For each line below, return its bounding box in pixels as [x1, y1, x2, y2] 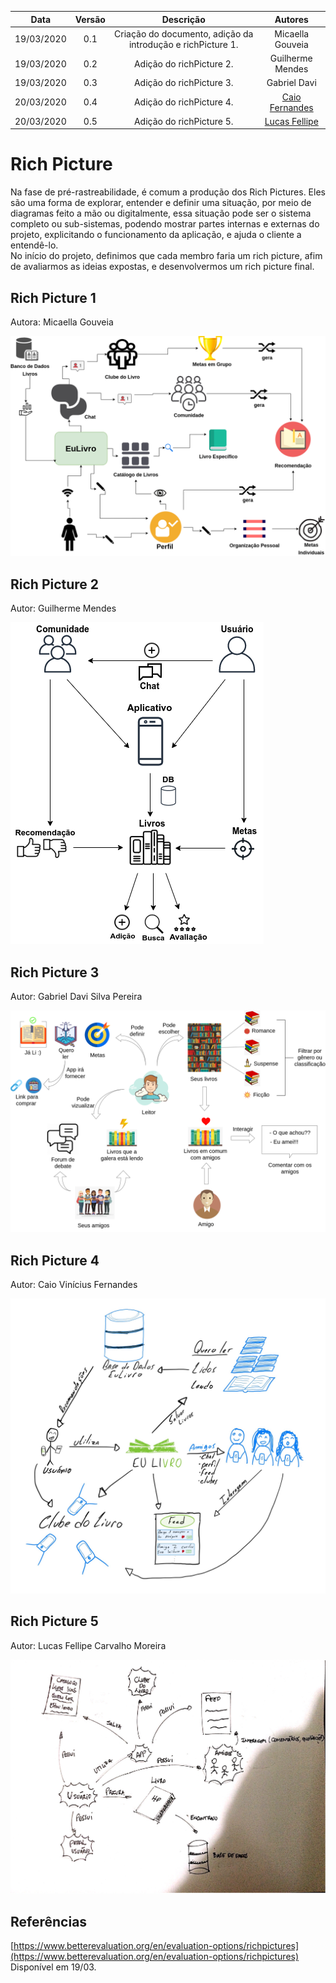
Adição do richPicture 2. [133, 57, 234, 70]
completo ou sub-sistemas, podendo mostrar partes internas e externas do [10, 218, 320, 230]
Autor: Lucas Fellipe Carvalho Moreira [10, 1639, 167, 1651]
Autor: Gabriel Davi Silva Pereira [10, 991, 143, 1003]
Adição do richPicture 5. [133, 115, 234, 127]
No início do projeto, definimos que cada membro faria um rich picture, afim [10, 250, 323, 262]
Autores [274, 13, 309, 25]
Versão [74, 13, 106, 25]
